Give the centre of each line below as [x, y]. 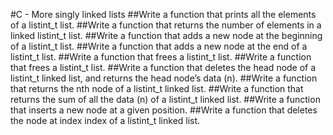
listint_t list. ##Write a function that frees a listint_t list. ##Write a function [161, 57]
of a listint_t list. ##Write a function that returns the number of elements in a [166, 25]
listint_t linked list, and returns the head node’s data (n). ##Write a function [164, 78]
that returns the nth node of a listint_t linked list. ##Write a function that [157, 88]
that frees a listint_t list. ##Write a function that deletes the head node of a [163, 67]
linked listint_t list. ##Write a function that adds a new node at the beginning [166, 35]
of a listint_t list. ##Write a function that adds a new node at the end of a [159, 46]
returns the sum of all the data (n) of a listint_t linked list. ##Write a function [165, 99]
